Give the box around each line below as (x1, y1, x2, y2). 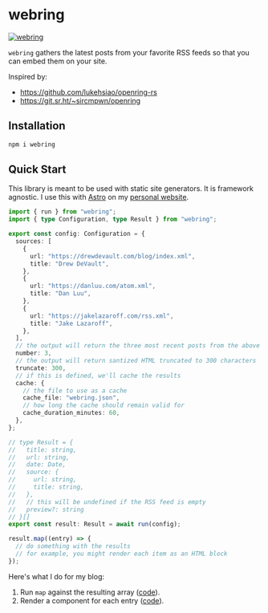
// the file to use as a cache (22, 387, 128, 395)
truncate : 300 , (15, 363, 67, 372)
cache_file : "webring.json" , (22, 394, 120, 402)
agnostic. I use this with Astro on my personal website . (8, 193, 189, 202)
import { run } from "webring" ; (8, 208, 116, 216)
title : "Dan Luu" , (29, 290, 91, 298)
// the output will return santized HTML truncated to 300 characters (15, 357, 257, 365)
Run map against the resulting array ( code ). (19, 587, 160, 597)
